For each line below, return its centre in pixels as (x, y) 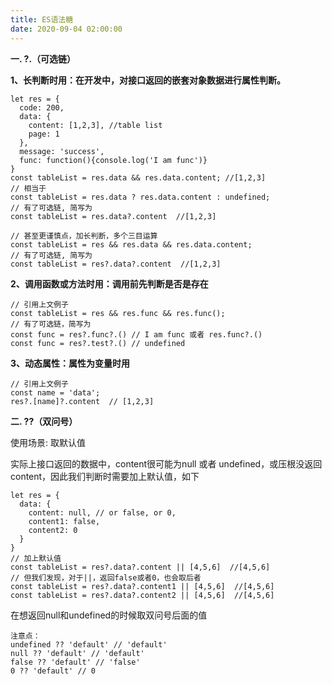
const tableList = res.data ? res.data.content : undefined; (140, 197)
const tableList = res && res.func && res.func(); (118, 313)
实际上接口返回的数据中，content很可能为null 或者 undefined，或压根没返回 (166, 463)
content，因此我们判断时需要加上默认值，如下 (105, 476)
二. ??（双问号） (44, 421)
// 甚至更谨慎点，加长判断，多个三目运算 (84, 236)
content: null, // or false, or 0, (102, 512)
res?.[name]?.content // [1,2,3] (82, 401)
